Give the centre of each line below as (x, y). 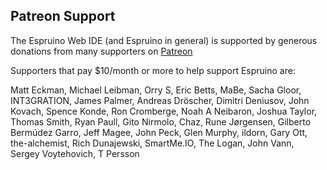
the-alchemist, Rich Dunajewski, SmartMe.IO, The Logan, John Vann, (152, 143)
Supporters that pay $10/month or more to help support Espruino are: (153, 70)
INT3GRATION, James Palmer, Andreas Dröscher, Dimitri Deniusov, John (160, 100)
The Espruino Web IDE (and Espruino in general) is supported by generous (164, 40)
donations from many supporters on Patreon (101, 51)
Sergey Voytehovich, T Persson (75, 153)
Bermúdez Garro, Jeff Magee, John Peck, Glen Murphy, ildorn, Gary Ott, (159, 132)
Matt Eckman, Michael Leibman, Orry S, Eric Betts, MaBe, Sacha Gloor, (156, 90)
